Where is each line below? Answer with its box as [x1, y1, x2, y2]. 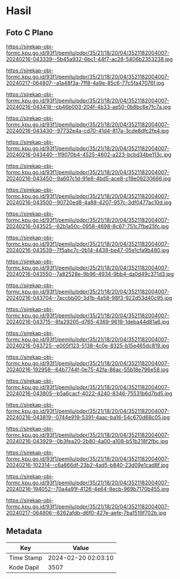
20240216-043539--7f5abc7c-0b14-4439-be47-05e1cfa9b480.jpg [6, 247, 169, 253]
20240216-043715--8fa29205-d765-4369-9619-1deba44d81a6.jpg [6, 319, 170, 325]
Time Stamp [9, 554, 43, 562]
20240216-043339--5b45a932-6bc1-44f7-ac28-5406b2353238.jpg [6, 56, 173, 62]
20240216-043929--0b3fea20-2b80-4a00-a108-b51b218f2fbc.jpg [6, 438, 168, 444]
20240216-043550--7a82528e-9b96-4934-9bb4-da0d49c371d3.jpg [6, 270, 174, 277]
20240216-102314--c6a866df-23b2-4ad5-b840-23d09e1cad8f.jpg [6, 461, 169, 468]
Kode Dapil [9, 563, 39, 571]
